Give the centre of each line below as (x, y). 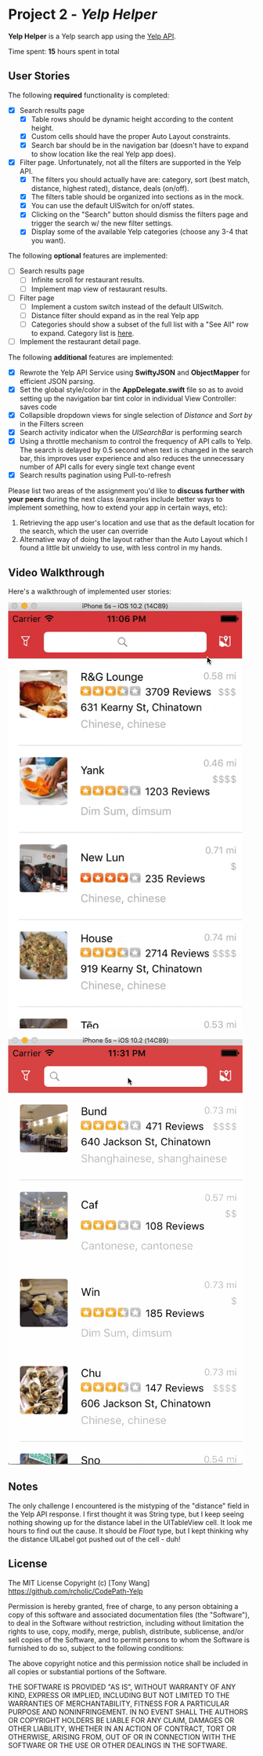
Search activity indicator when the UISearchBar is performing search (131, 433)
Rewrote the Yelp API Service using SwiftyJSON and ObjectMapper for (135, 372)
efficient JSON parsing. (57, 381)
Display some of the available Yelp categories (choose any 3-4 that (139, 232)
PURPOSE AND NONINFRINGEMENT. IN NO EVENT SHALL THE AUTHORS (128, 1712)
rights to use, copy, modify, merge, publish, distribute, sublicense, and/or (126, 1631)
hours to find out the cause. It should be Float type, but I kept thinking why (128, 1531)
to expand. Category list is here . (83, 333)
